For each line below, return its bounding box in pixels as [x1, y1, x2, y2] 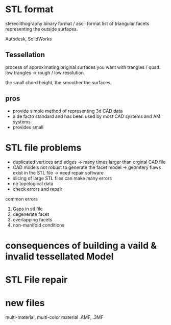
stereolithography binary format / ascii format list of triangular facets [5, 20, 150, 27]
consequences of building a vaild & [5, 240, 157, 251]
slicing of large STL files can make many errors [12, 175, 112, 181]
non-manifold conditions [12, 222, 65, 228]
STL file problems [5, 142, 82, 154]
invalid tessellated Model [5, 251, 114, 262]
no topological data [12, 180, 54, 187]
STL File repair [5, 274, 68, 285]
